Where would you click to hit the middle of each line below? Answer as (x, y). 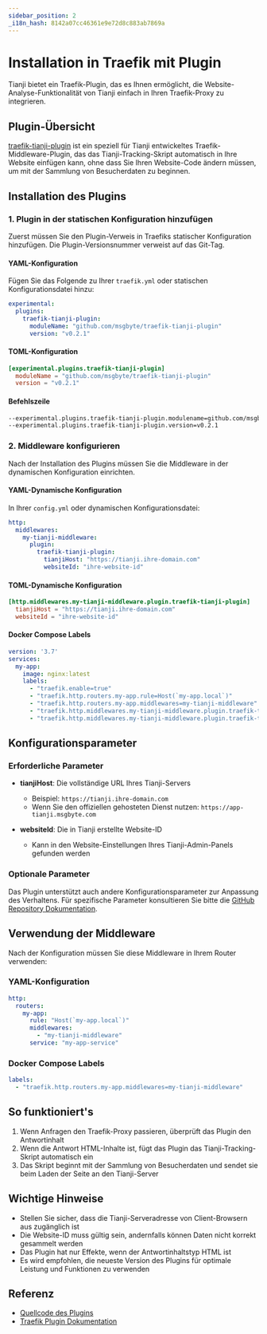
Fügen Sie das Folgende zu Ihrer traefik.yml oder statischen (108, 281)
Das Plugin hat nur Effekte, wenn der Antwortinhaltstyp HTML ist (126, 1252)
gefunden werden (61, 853)
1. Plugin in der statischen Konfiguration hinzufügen (110, 218)
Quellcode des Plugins (56, 1313)
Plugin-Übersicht (52, 126)
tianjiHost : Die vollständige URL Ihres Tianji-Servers (105, 783)
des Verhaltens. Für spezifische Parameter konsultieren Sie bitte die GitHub (132, 900)
